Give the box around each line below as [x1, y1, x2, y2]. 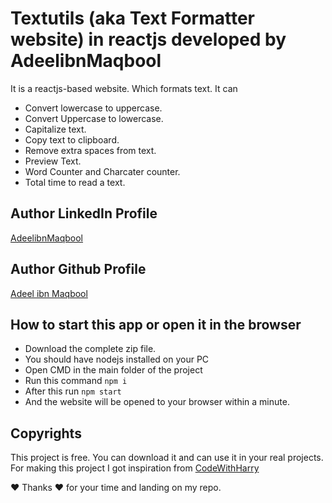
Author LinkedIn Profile [10, 205, 158, 222]
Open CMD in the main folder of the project [24, 364, 203, 376]
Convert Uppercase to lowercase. [24, 112, 164, 124]
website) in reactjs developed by [10, 28, 287, 51]
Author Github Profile [10, 261, 147, 278]
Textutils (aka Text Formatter [10, 7, 256, 30]
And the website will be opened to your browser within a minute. [24, 396, 290, 408]
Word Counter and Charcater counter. [24, 165, 181, 177]
